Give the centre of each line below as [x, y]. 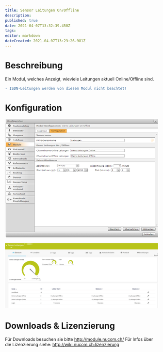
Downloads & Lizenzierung [60, 326]
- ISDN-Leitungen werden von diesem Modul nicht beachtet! [66, 88]
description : [18, 15]
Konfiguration [33, 108]
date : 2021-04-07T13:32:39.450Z [38, 26]
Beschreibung [34, 66]
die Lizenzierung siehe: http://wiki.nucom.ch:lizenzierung [62, 344]
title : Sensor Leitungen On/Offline [42, 10]
